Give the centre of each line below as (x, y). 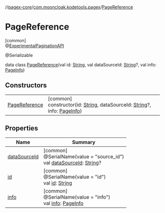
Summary (84, 142)
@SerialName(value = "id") (75, 177)
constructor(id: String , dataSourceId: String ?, (99, 105)
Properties (22, 128)
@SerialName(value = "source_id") (84, 157)
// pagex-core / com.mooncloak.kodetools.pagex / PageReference (69, 7)
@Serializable (19, 55)
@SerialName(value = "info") (77, 197)
